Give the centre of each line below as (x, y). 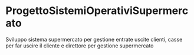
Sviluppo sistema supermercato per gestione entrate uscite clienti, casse (94, 39)
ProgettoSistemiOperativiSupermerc (97, 11)
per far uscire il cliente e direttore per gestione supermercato (80, 46)
